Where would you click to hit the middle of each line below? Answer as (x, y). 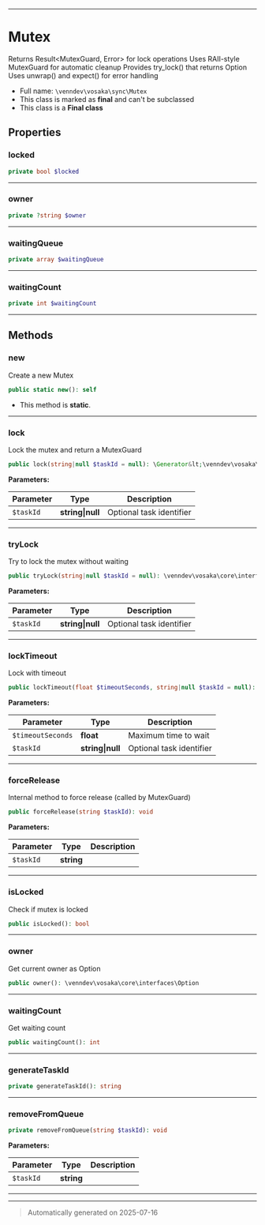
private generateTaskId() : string (65, 1087)
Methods (31, 335)
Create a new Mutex (41, 375)
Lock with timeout (37, 673)
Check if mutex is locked (48, 909)
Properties (35, 132)
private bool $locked (44, 171)
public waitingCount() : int (54, 1042)
